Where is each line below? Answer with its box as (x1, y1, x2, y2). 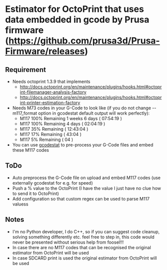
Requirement (5, 66, 46, 74)
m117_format (12, 110, 37, 116)
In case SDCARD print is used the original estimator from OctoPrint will (12, 255, 158, 261)
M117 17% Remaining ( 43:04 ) (19, 132, 82, 137)
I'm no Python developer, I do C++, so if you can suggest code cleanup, (12, 228, 160, 234)
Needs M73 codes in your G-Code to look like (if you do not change (12, 105, 152, 111)
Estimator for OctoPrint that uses (5, 3, 144, 15)
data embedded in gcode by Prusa (5, 14, 150, 25)
